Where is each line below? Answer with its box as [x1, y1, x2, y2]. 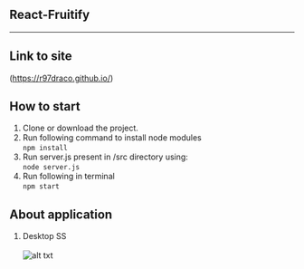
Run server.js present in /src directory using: [22, 151, 188, 162]
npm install [22, 144, 68, 153]
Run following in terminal [22, 171, 115, 182]
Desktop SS [22, 231, 67, 242]
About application [9, 207, 113, 222]
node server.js [22, 163, 81, 172]
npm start [22, 182, 61, 191]
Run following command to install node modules [22, 132, 202, 143]
